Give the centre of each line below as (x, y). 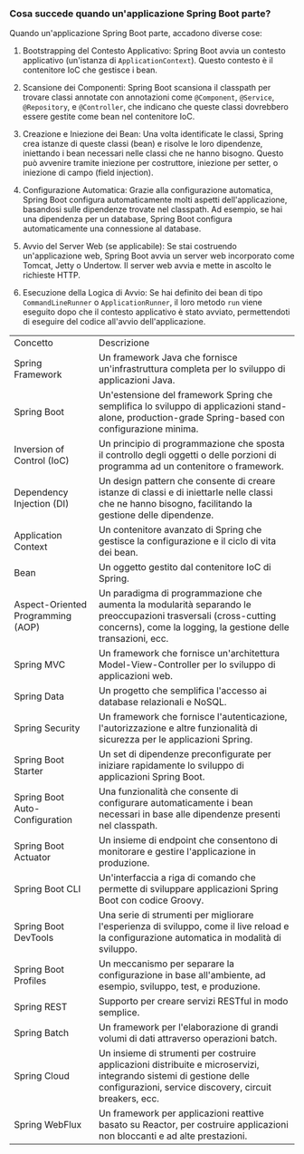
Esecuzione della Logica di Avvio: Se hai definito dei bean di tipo (142, 293)
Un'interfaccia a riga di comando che (177, 878)
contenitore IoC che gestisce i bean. (90, 70)
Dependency (41, 492)
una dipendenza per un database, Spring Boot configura (127, 219)
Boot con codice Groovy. (151, 900)
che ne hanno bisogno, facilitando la (176, 504)
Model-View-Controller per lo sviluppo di (187, 664)
